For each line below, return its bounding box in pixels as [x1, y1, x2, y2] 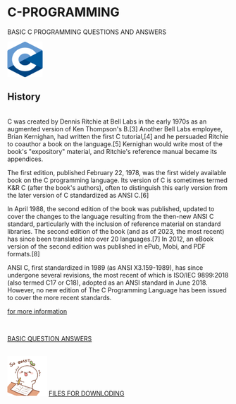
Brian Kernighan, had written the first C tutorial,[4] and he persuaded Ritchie [7, 132, 229, 141]
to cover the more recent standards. [7, 293, 112, 302]
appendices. [7, 155, 44, 163]
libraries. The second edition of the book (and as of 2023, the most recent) [7, 227, 225, 235]
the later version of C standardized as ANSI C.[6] [7, 191, 149, 199]
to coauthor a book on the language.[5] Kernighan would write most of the [7, 139, 223, 148]
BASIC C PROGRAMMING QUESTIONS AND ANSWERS [7, 28, 167, 36]
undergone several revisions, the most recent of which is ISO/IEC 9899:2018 [7, 271, 229, 279]
